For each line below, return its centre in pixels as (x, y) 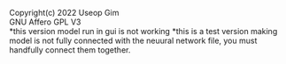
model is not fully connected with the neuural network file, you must (133, 40)
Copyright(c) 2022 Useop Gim (64, 13)
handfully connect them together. (70, 50)
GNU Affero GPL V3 (45, 22)
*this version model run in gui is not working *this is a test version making (143, 31)
